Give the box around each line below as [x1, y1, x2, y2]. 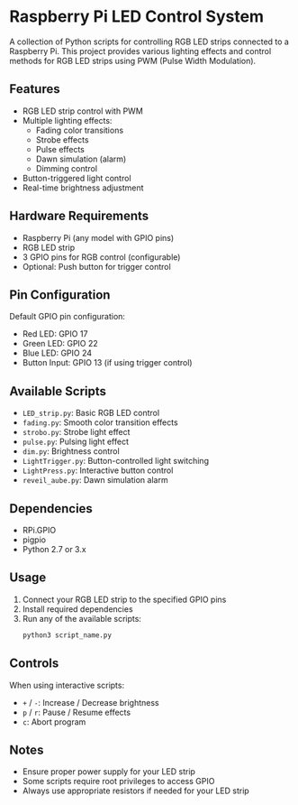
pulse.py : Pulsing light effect [22, 436, 129, 448]
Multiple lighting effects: [22, 115, 113, 125]
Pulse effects [35, 143, 86, 154]
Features [9, 81, 60, 97]
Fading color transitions [35, 125, 124, 135]
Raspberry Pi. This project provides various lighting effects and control [9, 45, 272, 56]
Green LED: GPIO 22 [22, 338, 99, 349]
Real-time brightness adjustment [22, 182, 144, 193]
